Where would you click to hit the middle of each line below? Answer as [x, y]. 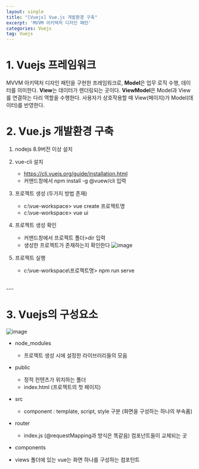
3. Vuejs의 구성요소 [52, 315]
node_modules [33, 343]
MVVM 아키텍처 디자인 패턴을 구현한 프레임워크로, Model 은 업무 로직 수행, [93, 83]
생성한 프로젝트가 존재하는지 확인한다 [67, 245]
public [22, 367]
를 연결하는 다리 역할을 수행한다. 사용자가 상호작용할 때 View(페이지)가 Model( [97, 98]
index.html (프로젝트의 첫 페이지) [62, 387]
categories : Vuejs [29, 28]
